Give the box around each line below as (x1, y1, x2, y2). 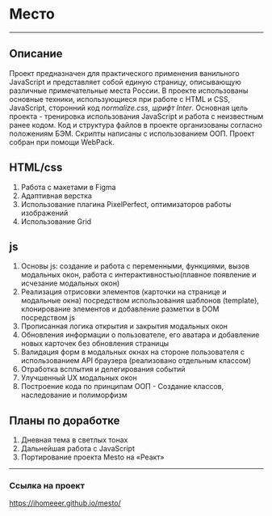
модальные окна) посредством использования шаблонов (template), (20, 296, 259, 306)
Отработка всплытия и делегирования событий (20, 365, 186, 374)
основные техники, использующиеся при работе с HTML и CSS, (9, 94, 231, 104)
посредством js (20, 313, 76, 323)
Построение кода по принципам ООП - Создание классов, (20, 382, 224, 391)
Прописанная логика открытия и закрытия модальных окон (20, 321, 228, 332)
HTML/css (9, 161, 63, 175)
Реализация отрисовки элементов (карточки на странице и (20, 287, 227, 297)
